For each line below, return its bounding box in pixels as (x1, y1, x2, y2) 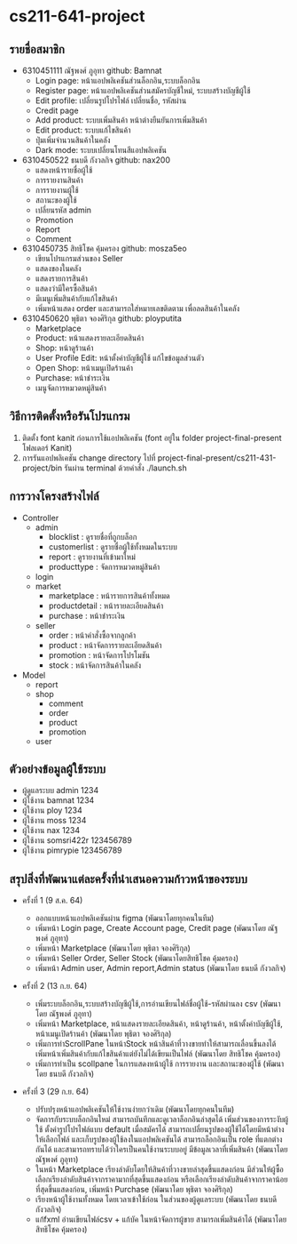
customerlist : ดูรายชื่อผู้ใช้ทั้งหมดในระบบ (48, 541, 177, 552)
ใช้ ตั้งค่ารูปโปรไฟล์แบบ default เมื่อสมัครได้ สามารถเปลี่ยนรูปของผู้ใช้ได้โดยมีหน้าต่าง (35, 1124, 285, 1135)
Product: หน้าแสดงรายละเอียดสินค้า (35, 333, 145, 343)
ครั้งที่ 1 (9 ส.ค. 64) (21, 895, 83, 906)
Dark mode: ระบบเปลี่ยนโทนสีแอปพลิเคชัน (35, 145, 167, 155)
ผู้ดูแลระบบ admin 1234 (21, 785, 99, 796)
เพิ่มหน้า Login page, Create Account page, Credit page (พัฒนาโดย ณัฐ (35, 923, 278, 934)
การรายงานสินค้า (35, 175, 84, 185)
